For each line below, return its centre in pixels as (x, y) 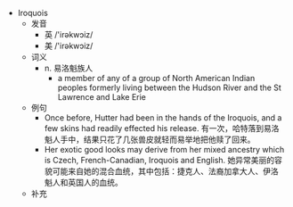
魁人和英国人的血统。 (83, 182)
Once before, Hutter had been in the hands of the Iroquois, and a (163, 118)
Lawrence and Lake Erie (102, 97)
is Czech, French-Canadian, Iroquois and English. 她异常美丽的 (159, 160)
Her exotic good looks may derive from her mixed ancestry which (164, 149)
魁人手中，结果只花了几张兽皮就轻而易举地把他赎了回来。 (150, 139)
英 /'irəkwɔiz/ (69, 34)
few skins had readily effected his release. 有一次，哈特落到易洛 (162, 128)
